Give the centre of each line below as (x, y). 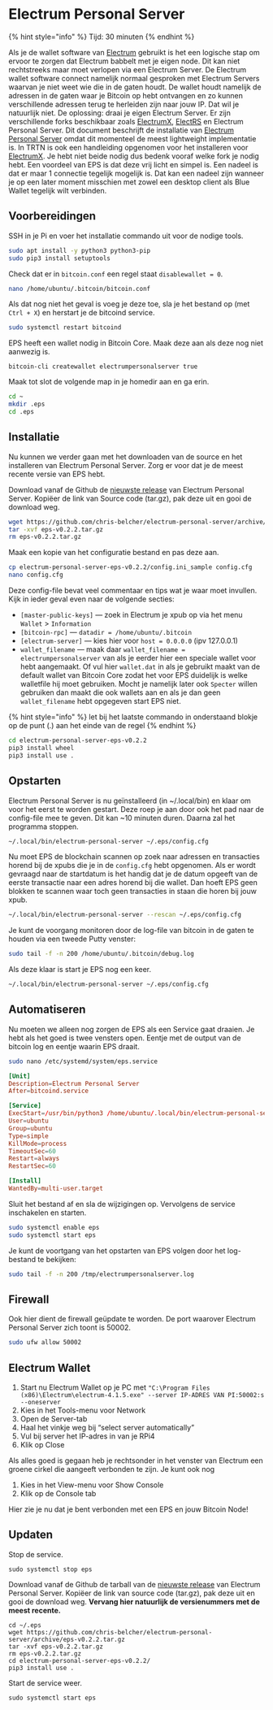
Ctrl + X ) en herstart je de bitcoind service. (82, 313)
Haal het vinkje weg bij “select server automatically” (107, 1428)
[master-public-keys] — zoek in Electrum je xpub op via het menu (131, 615)
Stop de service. (36, 1554)
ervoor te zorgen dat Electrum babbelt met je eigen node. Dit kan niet (124, 61)
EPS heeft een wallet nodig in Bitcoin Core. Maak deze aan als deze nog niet (136, 343)
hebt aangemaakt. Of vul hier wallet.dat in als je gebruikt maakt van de (140, 666)
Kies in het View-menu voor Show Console (92, 1485)
